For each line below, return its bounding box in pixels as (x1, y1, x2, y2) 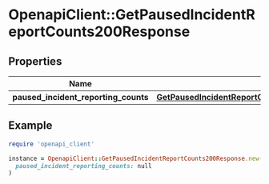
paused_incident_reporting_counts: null (15, 162, 152, 170)
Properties (8, 54, 62, 68)
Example (8, 118, 53, 133)
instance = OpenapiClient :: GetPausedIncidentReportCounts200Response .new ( (8, 154, 263, 162)
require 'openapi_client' (8, 140, 94, 148)
